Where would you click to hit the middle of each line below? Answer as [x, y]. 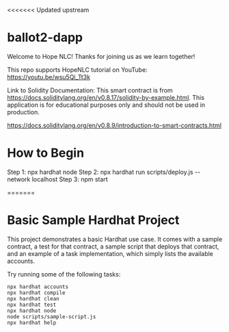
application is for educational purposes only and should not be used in [106, 105]
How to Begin [45, 153]
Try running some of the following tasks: [64, 274]
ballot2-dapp [45, 38]
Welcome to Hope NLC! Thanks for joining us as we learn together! [101, 56]
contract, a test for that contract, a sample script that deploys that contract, [113, 246]
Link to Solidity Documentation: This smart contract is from [90, 90]
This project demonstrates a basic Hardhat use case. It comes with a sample [115, 239]
